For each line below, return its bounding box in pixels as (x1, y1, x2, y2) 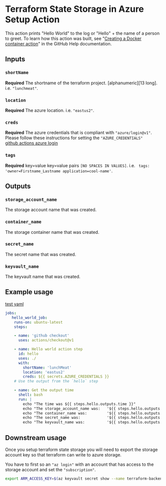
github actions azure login (5, 140, 58, 146)
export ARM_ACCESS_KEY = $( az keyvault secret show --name (5, 476, 125, 481)
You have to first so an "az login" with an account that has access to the (5, 461, 154, 467)
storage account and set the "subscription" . (5, 466, 96, 472)
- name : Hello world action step (14, 347, 83, 352)
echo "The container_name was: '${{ (23, 411, 116, 415)
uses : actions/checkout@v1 (18, 338, 74, 343)
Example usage (5, 288, 53, 297)
